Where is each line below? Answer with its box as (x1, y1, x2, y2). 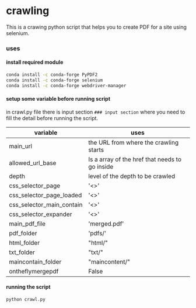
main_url (9, 142, 33, 150)
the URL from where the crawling (88, 138, 179, 146)
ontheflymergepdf (9, 267, 59, 275)
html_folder (9, 238, 40, 247)
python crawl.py (6, 297, 45, 303)
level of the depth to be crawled (88, 172, 176, 180)
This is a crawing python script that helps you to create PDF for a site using (6, 23, 187, 30)
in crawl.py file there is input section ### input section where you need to (6, 108, 185, 115)
